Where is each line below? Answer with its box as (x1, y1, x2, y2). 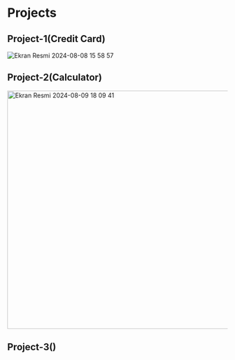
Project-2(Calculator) (7, 71, 103, 83)
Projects (7, 5, 57, 21)
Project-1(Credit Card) (7, 33, 106, 45)
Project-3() (7, 341, 57, 353)
